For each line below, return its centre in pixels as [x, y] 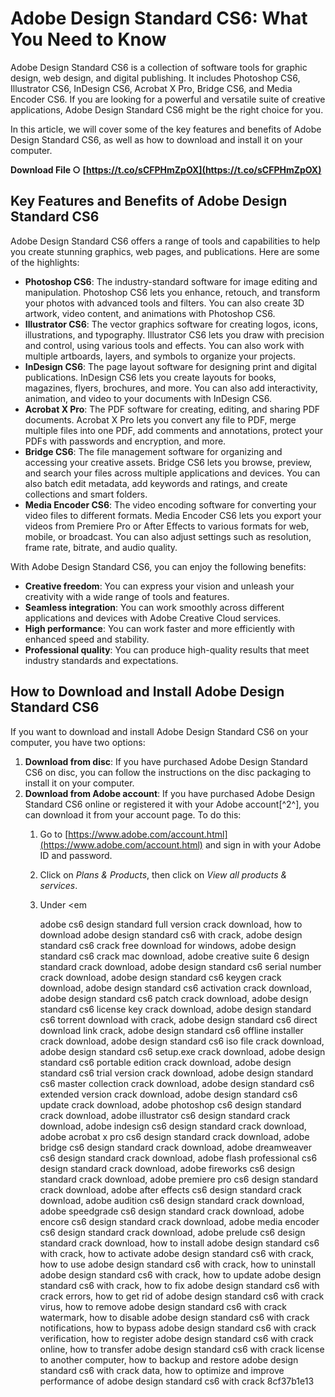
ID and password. [76, 855]
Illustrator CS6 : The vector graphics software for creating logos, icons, [171, 324]
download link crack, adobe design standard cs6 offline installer [171, 1030]
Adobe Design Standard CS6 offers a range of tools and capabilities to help [165, 241]
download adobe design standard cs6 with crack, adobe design [171, 934]
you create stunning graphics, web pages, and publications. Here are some [165, 251]
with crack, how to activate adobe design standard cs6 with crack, [177, 1253]
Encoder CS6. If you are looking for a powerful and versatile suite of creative [168, 99]
